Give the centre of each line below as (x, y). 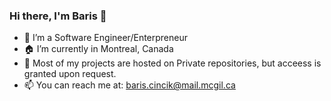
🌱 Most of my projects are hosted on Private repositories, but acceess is (172, 63)
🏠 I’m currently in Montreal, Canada (98, 49)
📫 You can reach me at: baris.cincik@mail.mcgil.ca (129, 85)
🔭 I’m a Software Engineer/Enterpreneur (105, 38)
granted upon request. (70, 74)
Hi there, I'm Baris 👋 (58, 16)
